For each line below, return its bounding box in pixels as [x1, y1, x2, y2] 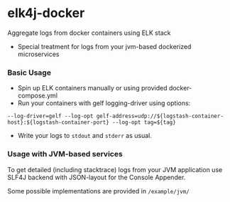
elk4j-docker [7, 5, 85, 21]
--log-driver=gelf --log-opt [7, 112, 94, 120]
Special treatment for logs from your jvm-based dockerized [17, 42, 192, 51]
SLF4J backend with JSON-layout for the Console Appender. [7, 173, 186, 181]
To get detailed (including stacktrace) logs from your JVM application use [7, 165, 223, 174]
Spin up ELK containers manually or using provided [17, 84, 168, 92]
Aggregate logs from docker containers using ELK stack [7, 28, 171, 37]
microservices [17, 50, 60, 58]
